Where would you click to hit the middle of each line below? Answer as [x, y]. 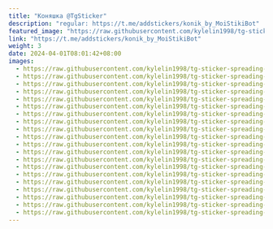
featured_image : [36, 31]
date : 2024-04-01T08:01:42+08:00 [65, 54]
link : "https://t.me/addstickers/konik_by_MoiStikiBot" [105, 39]
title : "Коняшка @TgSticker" [58, 16]
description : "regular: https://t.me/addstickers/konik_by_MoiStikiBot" [134, 24]
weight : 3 [25, 46]
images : [22, 62]
